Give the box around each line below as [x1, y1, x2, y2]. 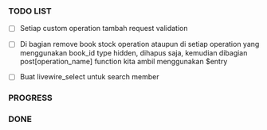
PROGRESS [8, 93, 53, 104]
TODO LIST [8, 6, 52, 17]
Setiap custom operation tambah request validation [19, 24, 188, 33]
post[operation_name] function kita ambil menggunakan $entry [19, 57, 228, 67]
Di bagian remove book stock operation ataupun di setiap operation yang [19, 40, 260, 49]
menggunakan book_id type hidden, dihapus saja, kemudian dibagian [19, 48, 248, 58]
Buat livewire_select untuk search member [19, 72, 159, 82]
